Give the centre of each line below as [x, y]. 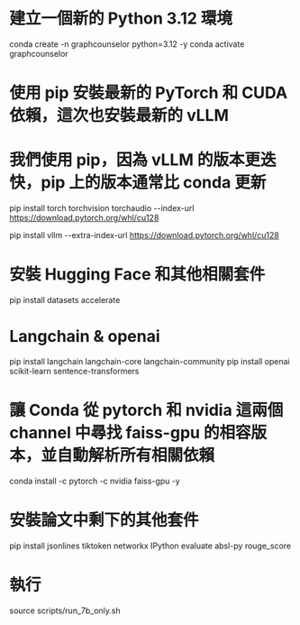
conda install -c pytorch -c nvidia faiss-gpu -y [95, 481]
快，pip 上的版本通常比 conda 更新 [138, 183]
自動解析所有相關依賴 [136, 455]
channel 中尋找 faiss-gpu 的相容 [130, 433]
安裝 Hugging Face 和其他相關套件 [137, 275]
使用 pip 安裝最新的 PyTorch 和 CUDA [149, 93]
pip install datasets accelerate [65, 300]
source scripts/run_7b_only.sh [65, 611]
